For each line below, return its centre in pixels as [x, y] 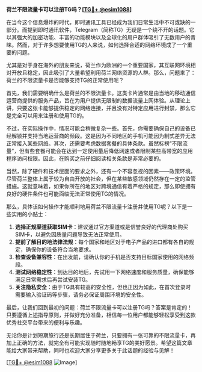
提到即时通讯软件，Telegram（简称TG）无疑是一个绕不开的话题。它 [111, 30]
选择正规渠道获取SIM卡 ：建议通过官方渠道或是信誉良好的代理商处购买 [101, 227]
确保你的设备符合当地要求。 [60, 250]
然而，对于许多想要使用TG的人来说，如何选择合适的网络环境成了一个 [102, 45]
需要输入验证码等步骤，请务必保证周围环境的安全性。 [81, 295]
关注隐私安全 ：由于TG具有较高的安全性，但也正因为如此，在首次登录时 [103, 287]
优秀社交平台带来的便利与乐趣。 [46, 322]
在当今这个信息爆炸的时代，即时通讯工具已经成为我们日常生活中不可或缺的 [98, 22]
